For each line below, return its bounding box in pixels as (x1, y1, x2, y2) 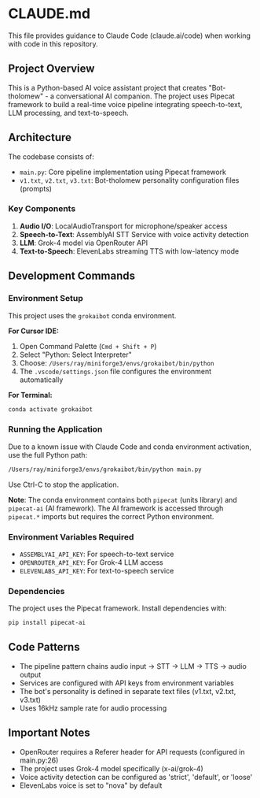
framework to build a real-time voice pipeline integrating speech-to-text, (8, 99, 243, 109)
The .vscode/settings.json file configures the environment (19, 366, 212, 376)
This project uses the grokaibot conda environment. (8, 310, 177, 320)
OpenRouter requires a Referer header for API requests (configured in (19, 747, 245, 756)
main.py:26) (19, 755, 59, 765)
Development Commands (8, 269, 136, 283)
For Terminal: (8, 390, 53, 399)
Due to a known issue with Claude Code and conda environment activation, (8, 442, 251, 451)
